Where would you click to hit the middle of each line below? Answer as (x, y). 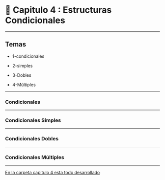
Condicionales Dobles (32, 139)
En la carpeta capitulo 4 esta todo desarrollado (53, 172)
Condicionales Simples (33, 120)
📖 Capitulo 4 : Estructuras (58, 10)
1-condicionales (28, 56)
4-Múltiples (24, 85)
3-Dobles (22, 75)
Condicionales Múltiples (35, 157)
